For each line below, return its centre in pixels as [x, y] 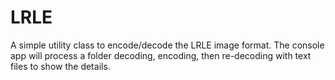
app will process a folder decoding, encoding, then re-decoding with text [161, 55]
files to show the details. [60, 66]
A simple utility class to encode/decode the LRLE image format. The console [167, 45]
